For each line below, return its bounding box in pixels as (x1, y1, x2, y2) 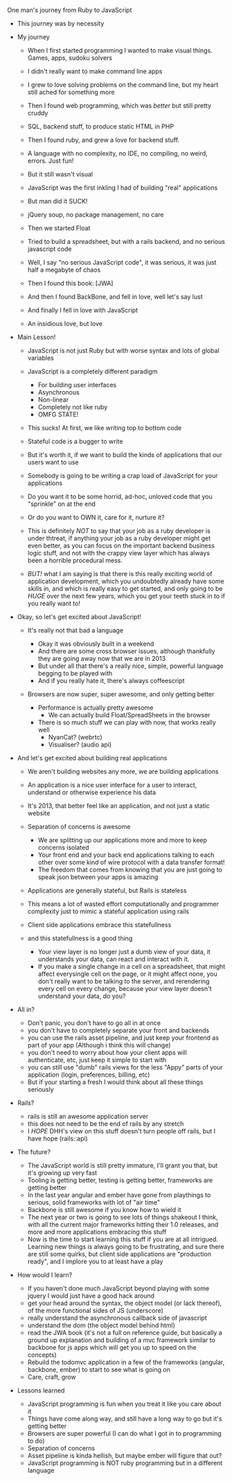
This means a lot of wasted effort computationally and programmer (27, 900, 220, 908)
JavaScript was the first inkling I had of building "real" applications (27, 183, 218, 192)
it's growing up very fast (27, 1169, 98, 1177)
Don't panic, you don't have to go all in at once (27, 1019, 161, 1027)
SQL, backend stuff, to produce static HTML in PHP (27, 122, 175, 131)
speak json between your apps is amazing (37, 873, 159, 881)
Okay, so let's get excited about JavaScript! (17, 613, 142, 621)
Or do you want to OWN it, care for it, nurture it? (27, 514, 165, 521)
